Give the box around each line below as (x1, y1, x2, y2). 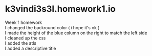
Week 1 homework (5, 19, 43, 25)
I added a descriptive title (5, 45, 56, 51)
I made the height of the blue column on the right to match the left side (5, 30, 148, 36)
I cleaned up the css (5, 35, 46, 41)
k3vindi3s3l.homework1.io (5, 3, 116, 15)
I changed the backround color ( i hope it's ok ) (5, 24, 100, 30)
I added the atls (5, 40, 37, 46)
